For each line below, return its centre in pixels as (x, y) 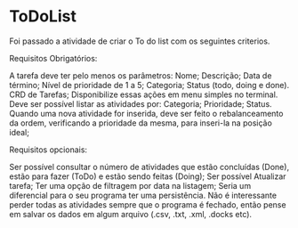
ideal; (19, 132)
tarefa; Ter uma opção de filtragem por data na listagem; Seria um (130, 185)
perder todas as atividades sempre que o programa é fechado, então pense (148, 204)
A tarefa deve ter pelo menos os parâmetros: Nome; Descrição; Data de (141, 75)
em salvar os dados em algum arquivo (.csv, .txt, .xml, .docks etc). (130, 214)
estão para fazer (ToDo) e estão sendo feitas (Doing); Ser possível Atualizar (148, 176)
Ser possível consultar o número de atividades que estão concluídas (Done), (149, 167)
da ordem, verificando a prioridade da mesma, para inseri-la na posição (141, 123)
